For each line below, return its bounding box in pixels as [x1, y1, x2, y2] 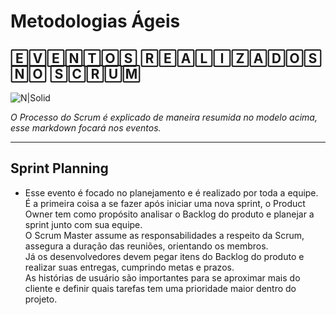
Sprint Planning [10, 160, 109, 177]
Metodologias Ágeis [10, 10, 181, 33]
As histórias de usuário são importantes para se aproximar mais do [24, 271, 301, 284]
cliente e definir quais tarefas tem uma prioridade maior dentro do [24, 282, 297, 294]
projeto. [24, 293, 58, 305]
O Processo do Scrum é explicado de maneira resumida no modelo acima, [10, 111, 318, 123]
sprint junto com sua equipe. [24, 218, 143, 230]
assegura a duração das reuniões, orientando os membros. [24, 240, 269, 252]
